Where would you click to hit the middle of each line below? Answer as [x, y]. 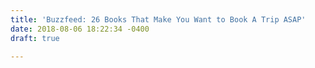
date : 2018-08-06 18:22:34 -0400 [80, 29]
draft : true [35, 38]
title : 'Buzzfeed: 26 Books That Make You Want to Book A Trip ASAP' [158, 19]
